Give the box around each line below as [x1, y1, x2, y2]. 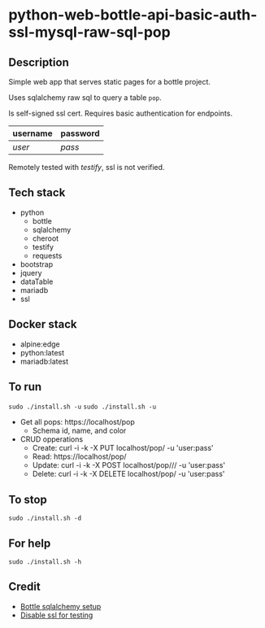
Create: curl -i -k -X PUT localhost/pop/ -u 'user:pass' [32, 443, 214, 453]
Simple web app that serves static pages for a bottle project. [8, 77, 211, 86]
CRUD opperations [20, 434, 84, 444]
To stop [8, 492, 47, 506]
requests [32, 251, 63, 260]
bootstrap [20, 259, 54, 269]
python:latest [20, 347, 65, 357]
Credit [8, 580, 41, 594]
